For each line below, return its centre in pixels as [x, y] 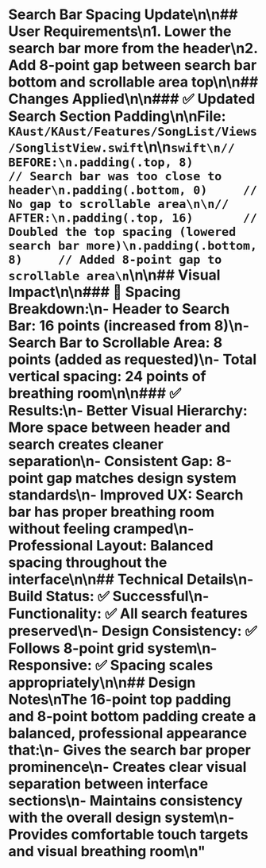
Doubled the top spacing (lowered [122, 232]
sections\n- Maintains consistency [126, 801]
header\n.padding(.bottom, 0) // [133, 190]
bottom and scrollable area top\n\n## [133, 82]
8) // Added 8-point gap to [115, 260]
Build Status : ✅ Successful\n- [109, 596]
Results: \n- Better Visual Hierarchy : [128, 411]
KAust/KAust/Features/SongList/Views [133, 132]
